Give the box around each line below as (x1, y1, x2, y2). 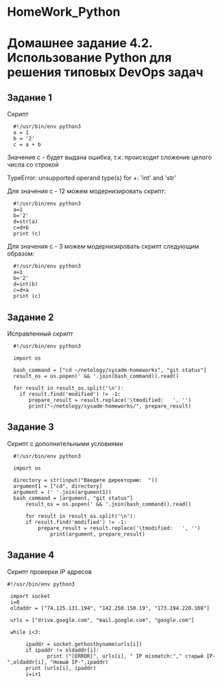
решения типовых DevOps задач (7, 64, 203, 80)
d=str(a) (13, 219, 38, 225)
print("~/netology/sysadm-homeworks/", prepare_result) (28, 403, 192, 410)
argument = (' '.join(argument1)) (13, 488, 112, 495)
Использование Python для (7, 50, 172, 66)
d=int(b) (13, 281, 38, 288)
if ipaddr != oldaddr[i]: (25, 647, 99, 654)
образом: (7, 249, 35, 258)
